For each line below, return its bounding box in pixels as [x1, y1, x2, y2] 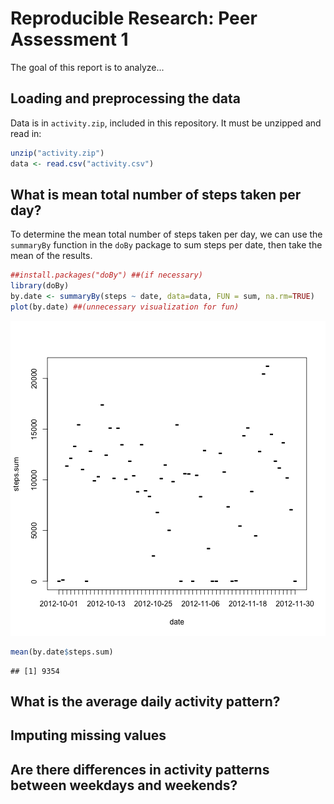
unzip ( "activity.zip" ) [10, 148, 105, 158]
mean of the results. [10, 250, 93, 262]
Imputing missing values [10, 727, 167, 744]
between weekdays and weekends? [10, 777, 238, 794]
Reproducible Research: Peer [10, 7, 258, 30]
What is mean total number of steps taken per [10, 186, 302, 203]
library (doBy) [10, 281, 70, 291]
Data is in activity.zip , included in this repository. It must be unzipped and [10, 117, 322, 129]
